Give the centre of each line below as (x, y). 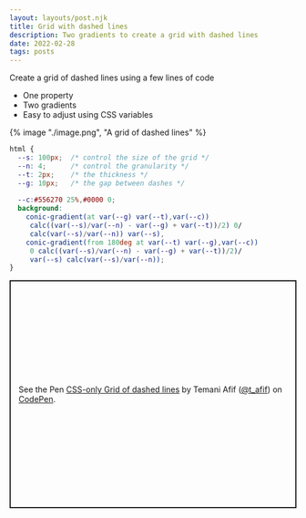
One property (48, 96)
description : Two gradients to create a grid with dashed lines (134, 35)
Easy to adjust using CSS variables (87, 115)
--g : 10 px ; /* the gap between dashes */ (101, 183)
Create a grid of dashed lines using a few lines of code (112, 78)
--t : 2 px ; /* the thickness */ (83, 174)
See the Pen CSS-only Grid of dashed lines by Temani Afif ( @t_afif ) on (150, 389)
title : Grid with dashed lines (69, 26)
